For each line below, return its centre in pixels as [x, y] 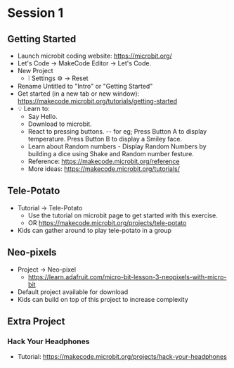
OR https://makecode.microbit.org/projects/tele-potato [107, 222]
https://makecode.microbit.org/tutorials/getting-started [97, 101]
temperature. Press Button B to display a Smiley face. [105, 139]
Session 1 [35, 13]
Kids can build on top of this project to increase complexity [103, 299]
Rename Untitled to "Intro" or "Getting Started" [85, 86]
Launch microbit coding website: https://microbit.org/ [95, 56]
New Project [35, 71]
